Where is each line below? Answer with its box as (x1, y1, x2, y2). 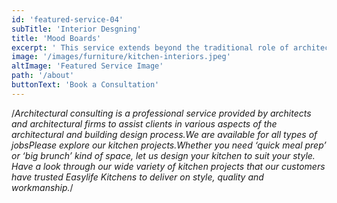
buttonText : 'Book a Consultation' (11, 80, 160, 90)
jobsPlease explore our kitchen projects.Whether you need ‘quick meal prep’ (11, 139, 327, 151)
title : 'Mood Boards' (11, 33, 102, 43)
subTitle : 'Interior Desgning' (11, 24, 142, 34)
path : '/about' (11, 71, 75, 81)
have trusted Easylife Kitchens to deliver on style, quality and (11, 171, 264, 183)
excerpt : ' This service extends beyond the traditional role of (11, 42, 289, 53)
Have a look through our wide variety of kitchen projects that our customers (11, 160, 326, 172)
